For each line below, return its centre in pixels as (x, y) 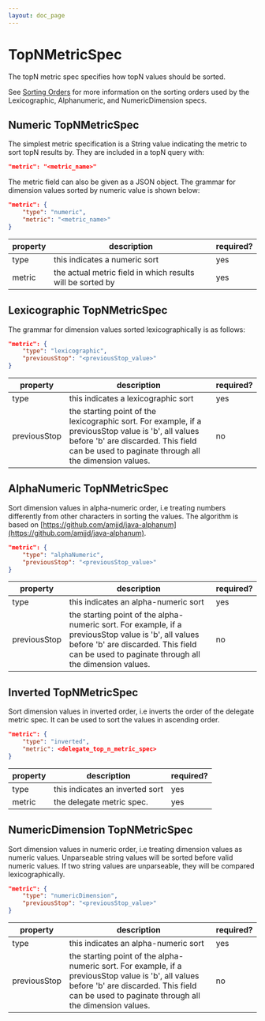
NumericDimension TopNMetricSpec (101, 830)
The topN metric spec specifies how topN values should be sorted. (117, 77)
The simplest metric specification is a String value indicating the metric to (127, 144)
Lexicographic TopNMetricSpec (88, 310)
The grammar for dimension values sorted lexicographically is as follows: (127, 330)
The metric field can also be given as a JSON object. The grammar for (122, 182)
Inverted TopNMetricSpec (73, 692)
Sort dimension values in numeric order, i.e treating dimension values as (125, 849)
